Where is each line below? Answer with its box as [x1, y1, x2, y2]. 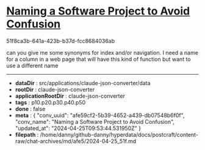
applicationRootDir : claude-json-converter [15, 92, 125, 100]
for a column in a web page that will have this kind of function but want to [6, 55, 191, 63]
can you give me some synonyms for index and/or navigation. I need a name [6, 49, 198, 56]
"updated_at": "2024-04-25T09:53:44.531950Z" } [15, 124, 142, 132]
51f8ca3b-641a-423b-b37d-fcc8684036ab [6, 37, 115, 44]
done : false [15, 105, 46, 112]
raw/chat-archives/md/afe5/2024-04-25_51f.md [15, 137, 136, 145]
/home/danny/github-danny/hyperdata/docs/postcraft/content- [40, 131, 199, 138]
